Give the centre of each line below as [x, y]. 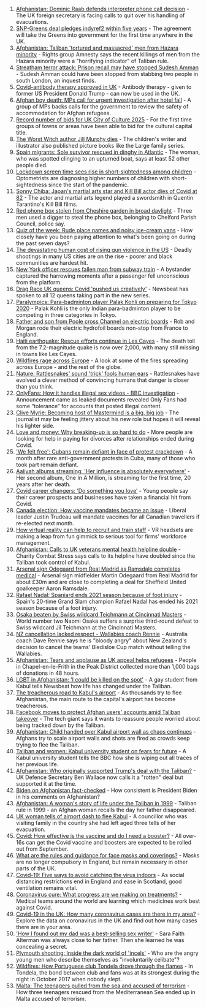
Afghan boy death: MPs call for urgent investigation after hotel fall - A [104, 100]
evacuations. [32, 22]
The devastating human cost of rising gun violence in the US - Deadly [104, 250]
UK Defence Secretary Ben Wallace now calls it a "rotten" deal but [99, 777]
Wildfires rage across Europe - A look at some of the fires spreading [102, 360]
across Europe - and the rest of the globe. [69, 367]
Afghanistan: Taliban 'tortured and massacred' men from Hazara [97, 48]
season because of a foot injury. [56, 608]
